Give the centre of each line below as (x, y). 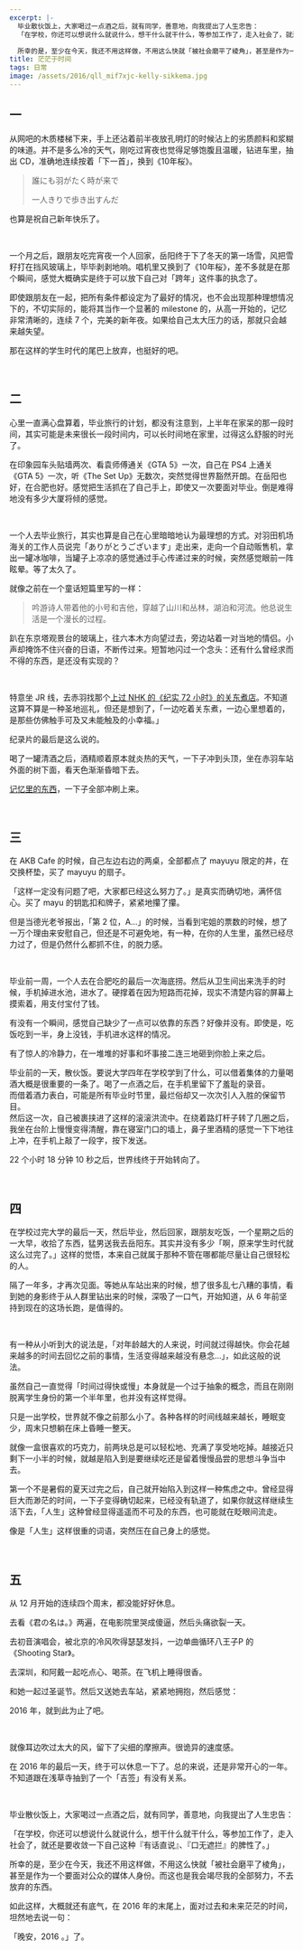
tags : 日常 (28, 68)
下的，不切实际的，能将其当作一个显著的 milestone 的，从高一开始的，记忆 (148, 308)
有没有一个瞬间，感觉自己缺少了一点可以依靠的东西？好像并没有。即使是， (147, 1023)
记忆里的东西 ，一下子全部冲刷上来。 (77, 788)
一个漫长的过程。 (79, 618)
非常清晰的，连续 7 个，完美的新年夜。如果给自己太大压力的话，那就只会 (144, 320)
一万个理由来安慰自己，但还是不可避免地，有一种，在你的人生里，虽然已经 (147, 933)
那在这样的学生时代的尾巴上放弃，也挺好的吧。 (96, 350)
